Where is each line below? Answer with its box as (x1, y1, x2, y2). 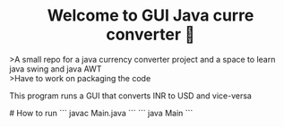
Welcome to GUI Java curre (47, 5, 254, 26)
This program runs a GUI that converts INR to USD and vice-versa (9, 90, 253, 101)
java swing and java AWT (9, 63, 102, 74)
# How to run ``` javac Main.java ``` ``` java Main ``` (9, 107, 194, 118)
